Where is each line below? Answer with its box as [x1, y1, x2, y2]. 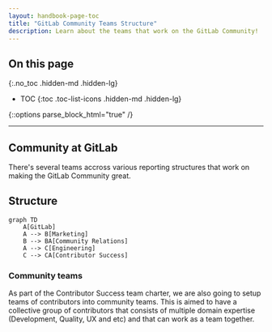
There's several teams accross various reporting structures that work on [8, 163, 250, 172]
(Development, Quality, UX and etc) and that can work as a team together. [8, 314, 255, 324]
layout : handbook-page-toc [8, 11, 100, 20]
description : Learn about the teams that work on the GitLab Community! [8, 27, 259, 35]
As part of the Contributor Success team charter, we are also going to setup [8, 288, 261, 298]
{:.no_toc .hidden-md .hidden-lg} [8, 79, 119, 88]
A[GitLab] [23, 223, 57, 231]
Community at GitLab [8, 141, 118, 155]
